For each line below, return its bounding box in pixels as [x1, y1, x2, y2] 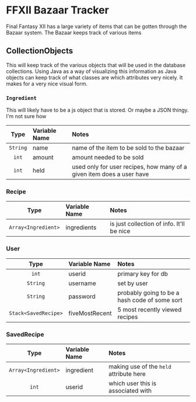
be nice [110, 227, 131, 235]
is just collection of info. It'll [110, 220, 185, 228]
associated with [108, 386, 152, 394]
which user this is [108, 379, 156, 387]
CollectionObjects [6, 46, 73, 56]
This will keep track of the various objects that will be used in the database [6, 61, 185, 68]
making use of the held [108, 362, 171, 370]
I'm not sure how [6, 113, 47, 120]
